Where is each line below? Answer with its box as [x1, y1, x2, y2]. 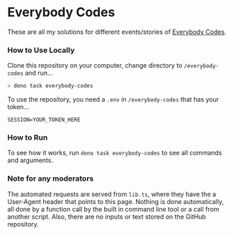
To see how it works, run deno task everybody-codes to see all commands [7, 149, 222, 157]
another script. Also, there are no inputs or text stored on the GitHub [7, 212, 207, 221]
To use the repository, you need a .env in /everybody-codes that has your [7, 95, 220, 104]
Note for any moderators [7, 174, 94, 183]
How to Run [7, 133, 48, 143]
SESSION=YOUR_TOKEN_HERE [7, 116, 81, 123]
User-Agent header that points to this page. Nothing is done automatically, [7, 197, 225, 205]
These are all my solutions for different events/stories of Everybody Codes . [7, 28, 227, 36]
